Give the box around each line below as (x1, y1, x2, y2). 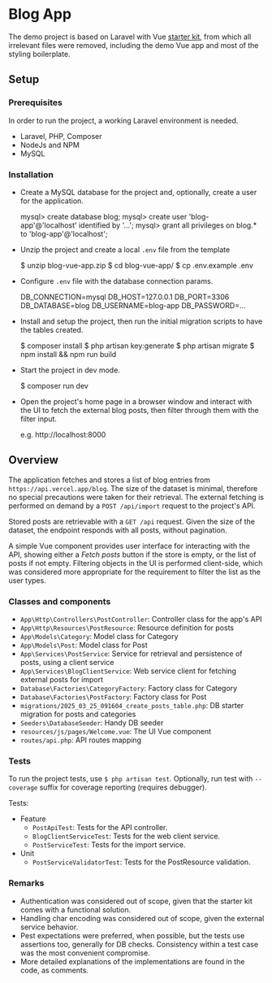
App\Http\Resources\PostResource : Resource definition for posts (19, 623, 234, 633)
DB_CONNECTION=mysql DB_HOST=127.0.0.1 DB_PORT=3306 (19, 292, 230, 302)
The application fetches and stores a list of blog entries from (8, 475, 211, 485)
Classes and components (8, 595, 111, 607)
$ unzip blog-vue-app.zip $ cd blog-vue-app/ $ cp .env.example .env (19, 260, 254, 270)
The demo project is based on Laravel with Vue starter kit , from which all (8, 32, 252, 41)
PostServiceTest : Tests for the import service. (32, 840, 186, 850)
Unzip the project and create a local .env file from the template (19, 245, 231, 254)
